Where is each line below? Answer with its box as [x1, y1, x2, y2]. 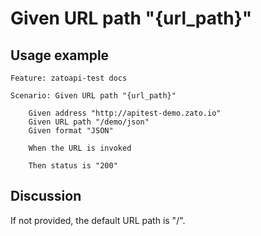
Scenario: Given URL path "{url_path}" [10, 91, 177, 101]
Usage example [10, 47, 110, 64]
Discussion [10, 188, 82, 205]
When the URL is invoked [28, 143, 132, 153]
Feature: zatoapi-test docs [10, 73, 128, 83]
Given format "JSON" [28, 126, 114, 136]
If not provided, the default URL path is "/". [10, 214, 186, 226]
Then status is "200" [28, 161, 118, 171]
